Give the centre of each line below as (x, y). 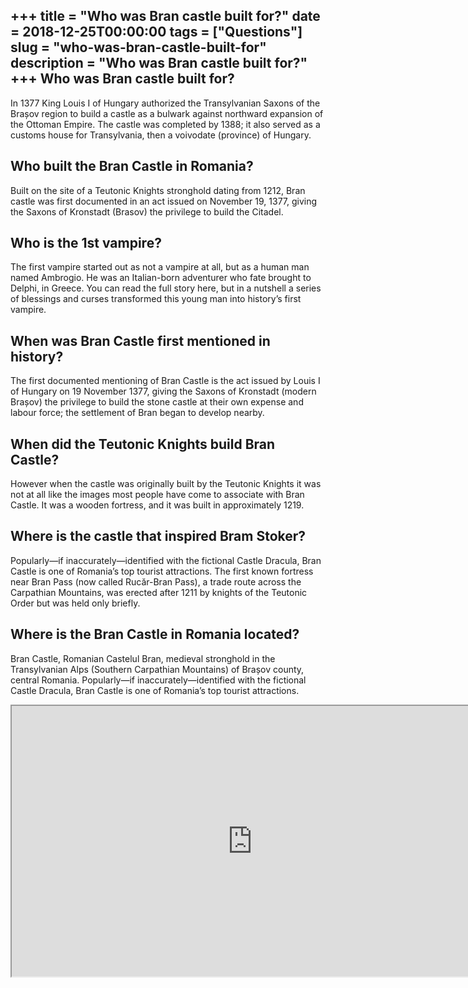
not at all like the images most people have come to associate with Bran (157, 495)
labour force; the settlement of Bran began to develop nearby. (137, 413)
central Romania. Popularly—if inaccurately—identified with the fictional (158, 680)
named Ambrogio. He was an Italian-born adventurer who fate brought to (161, 278)
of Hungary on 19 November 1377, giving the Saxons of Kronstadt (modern (163, 391)
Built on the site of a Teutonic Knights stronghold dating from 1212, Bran (158, 190)
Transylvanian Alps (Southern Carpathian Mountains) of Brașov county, (157, 669)
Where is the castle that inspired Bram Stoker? (158, 536)
